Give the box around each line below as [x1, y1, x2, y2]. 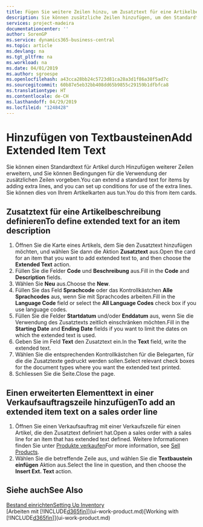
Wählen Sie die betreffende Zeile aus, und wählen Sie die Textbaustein [14, 455, 192, 462]
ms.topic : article [6, 43, 53, 49]
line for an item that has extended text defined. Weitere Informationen [14, 436, 188, 443]
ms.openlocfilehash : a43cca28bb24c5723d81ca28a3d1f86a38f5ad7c [6, 76, 169, 82]
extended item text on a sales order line [6, 407, 158, 417]
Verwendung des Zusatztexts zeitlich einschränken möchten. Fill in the [14, 319, 190, 326]
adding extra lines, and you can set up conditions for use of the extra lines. [6, 183, 193, 190]
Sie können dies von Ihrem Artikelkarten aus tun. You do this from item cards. [6, 189, 197, 197]
